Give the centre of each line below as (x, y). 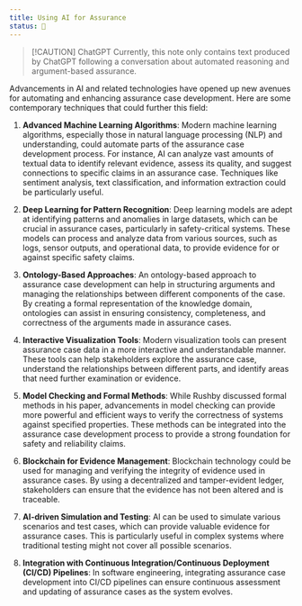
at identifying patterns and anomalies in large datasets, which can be (150, 219)
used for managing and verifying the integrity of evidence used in (144, 470)
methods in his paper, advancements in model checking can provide (149, 405)
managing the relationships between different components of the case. (154, 294)
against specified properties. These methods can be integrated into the (154, 424)
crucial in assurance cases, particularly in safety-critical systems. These (156, 228)
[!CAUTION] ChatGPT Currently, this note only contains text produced (160, 51)
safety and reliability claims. (74, 443)
